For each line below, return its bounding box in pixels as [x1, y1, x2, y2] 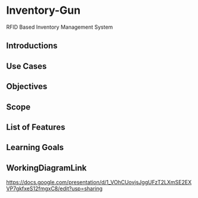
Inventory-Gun [6, 4, 81, 17]
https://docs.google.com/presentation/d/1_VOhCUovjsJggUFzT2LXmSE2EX [6, 179, 192, 186]
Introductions [6, 41, 58, 51]
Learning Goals [6, 142, 64, 153]
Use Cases [6, 61, 47, 71]
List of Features [6, 122, 66, 132]
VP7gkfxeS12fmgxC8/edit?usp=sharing [6, 185, 103, 192]
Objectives [6, 81, 48, 92]
